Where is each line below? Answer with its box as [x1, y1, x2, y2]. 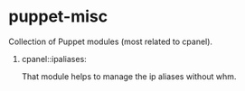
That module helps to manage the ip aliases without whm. [21, 70, 237, 82]
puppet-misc [8, 6, 108, 27]
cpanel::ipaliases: [21, 53, 87, 64]
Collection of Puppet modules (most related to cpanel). [8, 36, 213, 47]
